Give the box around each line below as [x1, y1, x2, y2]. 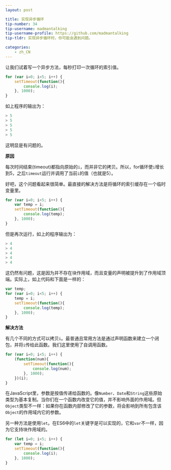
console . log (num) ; [32, 366, 72, 371]
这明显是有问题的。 [5, 142, 46, 148]
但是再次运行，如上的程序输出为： [5, 231, 77, 237]
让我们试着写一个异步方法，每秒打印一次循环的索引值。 [5, 64, 121, 70]
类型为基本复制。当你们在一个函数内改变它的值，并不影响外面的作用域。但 [5, 397, 161, 403]
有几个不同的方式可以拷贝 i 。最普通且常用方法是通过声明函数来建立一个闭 [5, 336, 159, 342]
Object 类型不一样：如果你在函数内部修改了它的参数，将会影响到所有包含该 [5, 403, 162, 409]
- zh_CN [14, 49, 31, 54]
